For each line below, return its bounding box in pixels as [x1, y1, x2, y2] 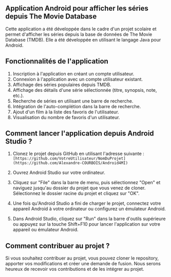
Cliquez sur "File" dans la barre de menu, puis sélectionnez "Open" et [12, 180, 161, 186]
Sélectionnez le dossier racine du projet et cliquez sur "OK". [12, 190, 140, 196]
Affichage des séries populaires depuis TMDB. [12, 82, 111, 88]
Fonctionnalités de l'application [5, 57, 109, 66]
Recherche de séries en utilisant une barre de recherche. [12, 97, 134, 104]
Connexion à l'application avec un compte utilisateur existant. [12, 76, 143, 82]
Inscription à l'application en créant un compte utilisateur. [12, 70, 135, 76]
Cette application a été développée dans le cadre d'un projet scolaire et [5, 26, 157, 32]
